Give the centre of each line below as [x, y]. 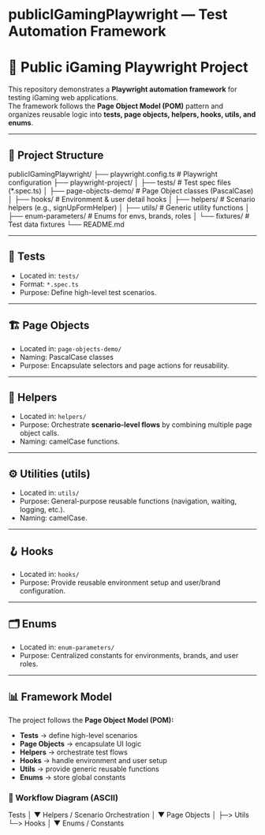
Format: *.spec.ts [49, 284]
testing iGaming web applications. [63, 98]
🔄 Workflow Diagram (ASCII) [63, 797]
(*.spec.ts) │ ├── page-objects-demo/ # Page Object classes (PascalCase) [131, 190]
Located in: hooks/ [49, 574]
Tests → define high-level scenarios [78, 735]
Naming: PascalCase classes [67, 357]
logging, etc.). [42, 510]
